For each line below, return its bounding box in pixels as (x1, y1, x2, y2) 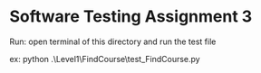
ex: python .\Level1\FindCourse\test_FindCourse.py (9, 53, 201, 64)
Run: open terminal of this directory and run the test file (9, 36, 217, 47)
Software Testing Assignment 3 (9, 6, 253, 27)
